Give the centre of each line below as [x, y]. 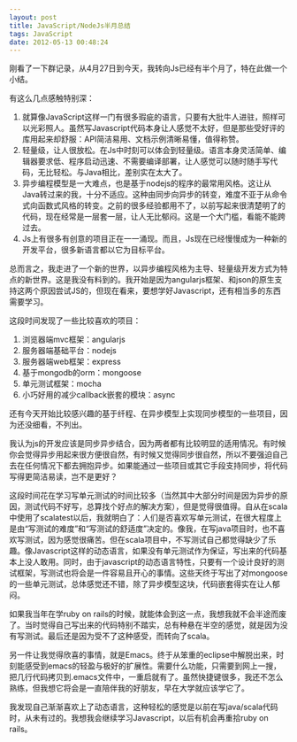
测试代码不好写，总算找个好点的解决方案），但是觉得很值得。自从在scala [156, 506]
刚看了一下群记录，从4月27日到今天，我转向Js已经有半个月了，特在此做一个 [148, 68]
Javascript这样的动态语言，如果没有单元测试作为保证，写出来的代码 [156, 551]
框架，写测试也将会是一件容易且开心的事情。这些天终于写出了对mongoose [152, 573]
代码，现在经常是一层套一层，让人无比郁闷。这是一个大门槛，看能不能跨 [153, 217]
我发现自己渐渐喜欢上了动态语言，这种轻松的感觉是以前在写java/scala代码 [144, 707]
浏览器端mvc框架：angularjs [73, 340]
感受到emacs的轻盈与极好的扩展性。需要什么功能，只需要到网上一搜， [152, 666]
